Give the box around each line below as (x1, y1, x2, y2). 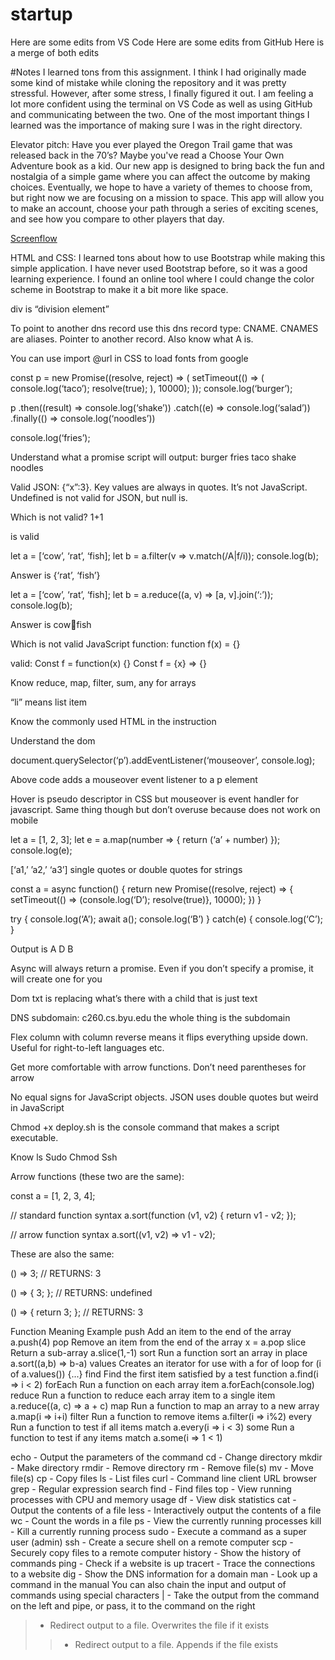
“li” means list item (10, 696, 88, 708)
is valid (10, 530, 40, 542)
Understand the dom (10, 734, 96, 747)
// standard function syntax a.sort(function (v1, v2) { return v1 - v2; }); (10, 1209, 297, 1221)
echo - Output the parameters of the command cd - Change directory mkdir (10, 1451, 323, 1463)
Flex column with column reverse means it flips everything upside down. (10, 1031, 309, 1043)
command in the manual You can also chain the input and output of (10, 1578, 287, 1590)
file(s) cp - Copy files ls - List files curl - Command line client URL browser (10, 1472, 317, 1484)
